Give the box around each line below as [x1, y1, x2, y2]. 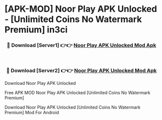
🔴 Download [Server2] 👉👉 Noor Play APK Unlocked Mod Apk [6, 67, 157, 74]
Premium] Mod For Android [4, 109, 60, 115]
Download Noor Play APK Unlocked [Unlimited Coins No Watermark [4, 104, 141, 110]
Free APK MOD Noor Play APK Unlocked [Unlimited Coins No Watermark [4, 89, 151, 96]
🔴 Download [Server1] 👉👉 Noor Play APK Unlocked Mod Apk [6, 42, 157, 49]
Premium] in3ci [4, 24, 68, 35]
